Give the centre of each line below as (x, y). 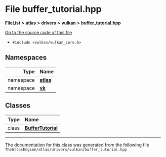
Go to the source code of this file (39, 32)
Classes (18, 106)
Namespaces (26, 58)
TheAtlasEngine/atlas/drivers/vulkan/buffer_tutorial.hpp (66, 150)
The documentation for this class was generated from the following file (77, 145)
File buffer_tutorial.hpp (53, 9)
